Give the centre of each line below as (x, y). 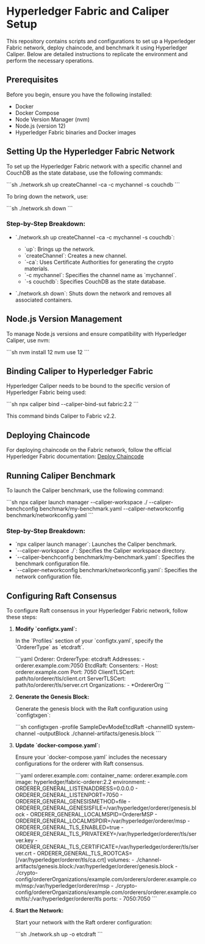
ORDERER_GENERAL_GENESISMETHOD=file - (73, 802)
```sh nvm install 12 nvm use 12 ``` (48, 352)
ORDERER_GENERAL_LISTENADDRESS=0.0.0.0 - (77, 788)
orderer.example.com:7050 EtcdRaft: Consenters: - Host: (87, 666)
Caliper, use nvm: (28, 340)
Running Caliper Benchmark (61, 475)
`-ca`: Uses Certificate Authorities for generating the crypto (99, 262)
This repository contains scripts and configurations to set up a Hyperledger (101, 41)
